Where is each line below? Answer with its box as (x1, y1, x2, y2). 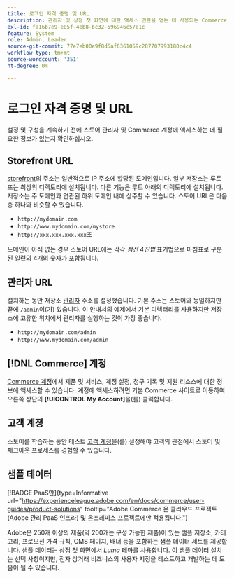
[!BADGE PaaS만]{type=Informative (7, 488, 109, 497)
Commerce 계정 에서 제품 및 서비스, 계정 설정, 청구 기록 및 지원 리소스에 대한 (7, 378, 215, 385)
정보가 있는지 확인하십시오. (20, 134, 94, 142)
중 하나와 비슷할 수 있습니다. (7, 200, 84, 209)
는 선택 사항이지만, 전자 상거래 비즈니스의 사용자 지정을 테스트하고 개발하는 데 (7, 554, 218, 563)
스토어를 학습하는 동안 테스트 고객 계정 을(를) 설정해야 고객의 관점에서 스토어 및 (7, 437, 221, 446)
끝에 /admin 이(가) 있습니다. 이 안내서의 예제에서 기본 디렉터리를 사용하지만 (7, 305, 210, 314)
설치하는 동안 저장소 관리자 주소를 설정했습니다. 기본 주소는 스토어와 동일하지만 (7, 296, 222, 305)
